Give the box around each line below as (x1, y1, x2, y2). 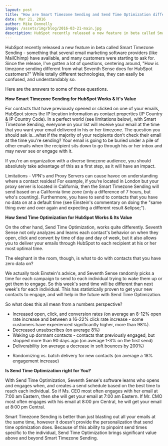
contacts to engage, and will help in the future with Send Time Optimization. (5, 292, 161, 297)
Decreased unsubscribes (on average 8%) (12, 327, 100, 333)
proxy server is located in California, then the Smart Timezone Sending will (5, 183, 159, 189)
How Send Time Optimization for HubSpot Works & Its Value (5, 214, 132, 220)
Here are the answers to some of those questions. (5, 86, 108, 92)
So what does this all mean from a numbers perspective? (5, 301, 122, 307)
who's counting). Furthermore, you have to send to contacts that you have (5, 194, 158, 200)
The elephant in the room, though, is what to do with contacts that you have (5, 255, 161, 261)
